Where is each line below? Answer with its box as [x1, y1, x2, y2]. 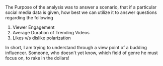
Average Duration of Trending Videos [12, 30, 90, 35]
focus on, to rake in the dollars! [5, 55, 69, 61]
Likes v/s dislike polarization [12, 35, 71, 41]
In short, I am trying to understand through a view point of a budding [5, 45, 147, 50]
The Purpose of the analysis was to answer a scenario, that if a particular [5, 4, 157, 10]
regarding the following [5, 15, 54, 20]
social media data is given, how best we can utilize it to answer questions [5, 9, 157, 15]
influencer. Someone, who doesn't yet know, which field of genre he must [5, 50, 158, 56]
